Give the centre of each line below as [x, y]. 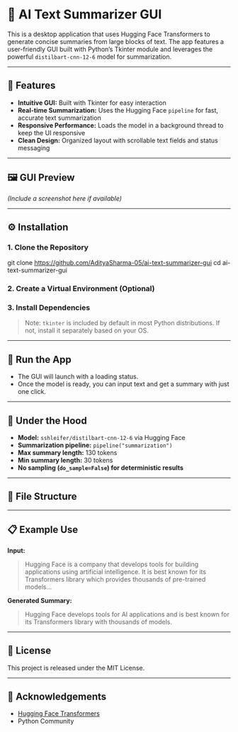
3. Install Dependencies [49, 308]
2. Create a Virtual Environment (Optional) [81, 288]
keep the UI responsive [51, 133]
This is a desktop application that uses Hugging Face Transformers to [109, 34]
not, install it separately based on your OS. [86, 331]
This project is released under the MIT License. [76, 668]
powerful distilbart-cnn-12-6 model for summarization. [90, 57]
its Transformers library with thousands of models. [98, 621]
